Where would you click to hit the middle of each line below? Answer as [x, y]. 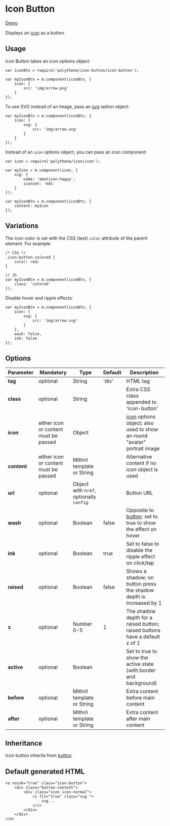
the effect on [141, 529]
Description [144, 373]
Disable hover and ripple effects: [39, 298]
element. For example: [29, 243]
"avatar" [136, 442]
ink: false [26, 338]
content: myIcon [32, 206]
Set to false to [143, 544]
